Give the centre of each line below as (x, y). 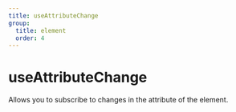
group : (19, 23)
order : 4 (30, 38)
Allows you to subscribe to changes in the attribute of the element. (118, 100)
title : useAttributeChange (53, 16)
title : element (41, 30)
